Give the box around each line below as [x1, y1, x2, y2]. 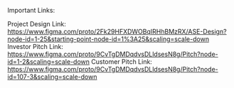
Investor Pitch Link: [7, 43, 64, 50]
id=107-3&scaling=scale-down [7, 72, 97, 81]
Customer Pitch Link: [91, 57, 153, 66]
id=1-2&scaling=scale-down [7, 57, 90, 66]
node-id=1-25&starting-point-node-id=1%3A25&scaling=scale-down [7, 35, 210, 43]
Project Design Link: [7, 20, 66, 28]
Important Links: [7, 6, 55, 14]
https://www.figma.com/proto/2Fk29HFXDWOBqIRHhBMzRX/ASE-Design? [7, 28, 227, 35]
